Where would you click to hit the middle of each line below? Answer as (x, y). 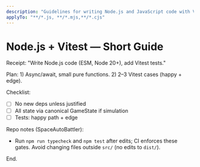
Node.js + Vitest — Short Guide (85, 47)
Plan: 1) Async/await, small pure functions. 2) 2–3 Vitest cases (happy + (94, 74)
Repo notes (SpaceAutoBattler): (45, 129)
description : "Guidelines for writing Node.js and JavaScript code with (98, 12)
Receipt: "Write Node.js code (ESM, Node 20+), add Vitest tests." (86, 63)
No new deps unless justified (50, 104)
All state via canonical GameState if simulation (71, 111)
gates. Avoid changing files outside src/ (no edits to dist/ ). (87, 147)
